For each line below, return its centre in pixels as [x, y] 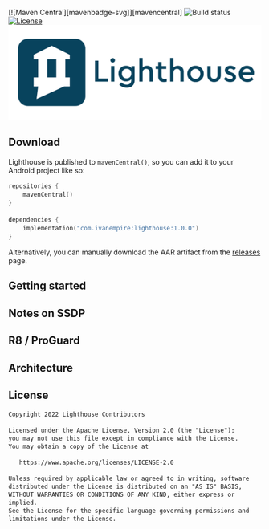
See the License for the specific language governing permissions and [129, 511]
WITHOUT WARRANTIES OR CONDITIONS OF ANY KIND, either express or [122, 495]
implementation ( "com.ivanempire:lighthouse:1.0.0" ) [111, 229]
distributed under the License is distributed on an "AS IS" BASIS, [125, 487]
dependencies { [34, 220]
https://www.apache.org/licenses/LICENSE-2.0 [96, 463]
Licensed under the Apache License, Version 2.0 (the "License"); [122, 431]
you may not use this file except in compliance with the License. [124, 439]
